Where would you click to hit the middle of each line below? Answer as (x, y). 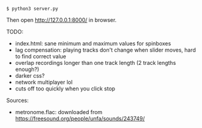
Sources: (18, 100)
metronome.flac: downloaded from (59, 112)
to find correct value (41, 56)
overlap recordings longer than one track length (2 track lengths (96, 63)
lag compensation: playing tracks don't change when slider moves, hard (106, 50)
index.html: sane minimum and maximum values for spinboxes (93, 43)
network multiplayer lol (44, 82)
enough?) (27, 69)
